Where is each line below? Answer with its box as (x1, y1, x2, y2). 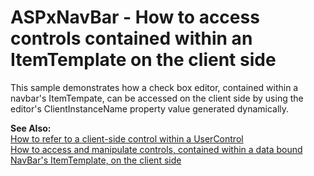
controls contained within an (10, 27, 253, 50)
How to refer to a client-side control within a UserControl (10, 132, 244, 145)
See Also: (10, 122, 52, 134)
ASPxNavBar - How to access (10, 6, 260, 29)
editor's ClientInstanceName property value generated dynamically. (10, 102, 290, 115)
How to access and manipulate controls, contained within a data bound (10, 143, 303, 155)
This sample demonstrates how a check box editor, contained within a (10, 81, 299, 93)
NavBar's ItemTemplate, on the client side (10, 154, 182, 166)
